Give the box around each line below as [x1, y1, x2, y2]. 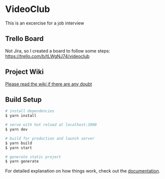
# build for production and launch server [5, 136, 95, 141]
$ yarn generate [5, 159, 39, 164]
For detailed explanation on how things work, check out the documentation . [5, 168, 161, 174]
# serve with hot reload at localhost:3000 [5, 122, 97, 127]
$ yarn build [5, 140, 32, 145]
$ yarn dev [5, 127, 28, 132]
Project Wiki [5, 67, 44, 76]
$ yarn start [5, 145, 32, 150]
